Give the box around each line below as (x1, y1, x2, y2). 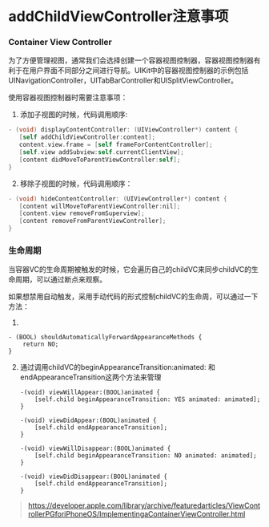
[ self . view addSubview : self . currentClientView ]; (18, 148, 184, 156)
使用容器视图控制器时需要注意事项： (8, 93, 128, 103)
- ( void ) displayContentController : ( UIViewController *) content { (8, 126, 239, 134)
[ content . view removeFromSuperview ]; (18, 209, 146, 217)
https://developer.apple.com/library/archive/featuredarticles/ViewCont (27, 501, 260, 510)
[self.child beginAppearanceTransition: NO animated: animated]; (34, 452, 258, 460)
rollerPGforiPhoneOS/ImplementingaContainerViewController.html (27, 509, 246, 519)
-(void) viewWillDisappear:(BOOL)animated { (19, 444, 171, 453)
